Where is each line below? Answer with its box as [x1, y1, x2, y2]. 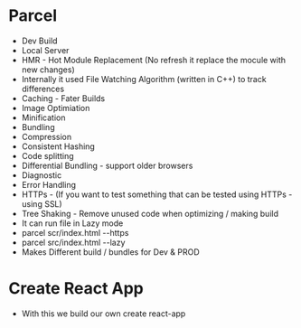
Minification [21, 112, 66, 123]
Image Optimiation [21, 102, 90, 113]
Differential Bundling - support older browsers [21, 160, 193, 171]
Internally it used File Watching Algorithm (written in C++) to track [21, 73, 268, 84]
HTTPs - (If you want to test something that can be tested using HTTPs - [21, 189, 293, 200]
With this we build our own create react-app [21, 308, 186, 319]
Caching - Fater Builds [21, 92, 106, 104]
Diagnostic [21, 169, 62, 181]
